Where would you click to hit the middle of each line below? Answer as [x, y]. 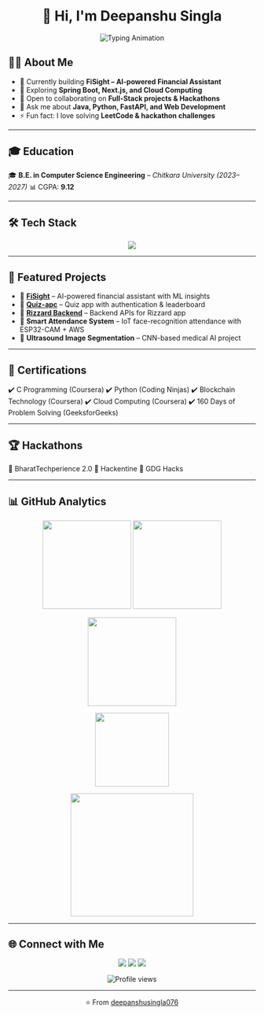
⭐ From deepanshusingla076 [132, 1002]
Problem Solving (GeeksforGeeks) [63, 413]
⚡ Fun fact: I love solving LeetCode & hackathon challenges [117, 115]
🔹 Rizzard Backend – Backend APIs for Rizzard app [103, 313]
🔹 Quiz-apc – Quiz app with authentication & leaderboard [112, 304]
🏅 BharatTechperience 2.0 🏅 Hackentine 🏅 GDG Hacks [96, 468]
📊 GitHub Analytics [57, 502]
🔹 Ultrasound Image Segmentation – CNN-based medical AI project [130, 338]
